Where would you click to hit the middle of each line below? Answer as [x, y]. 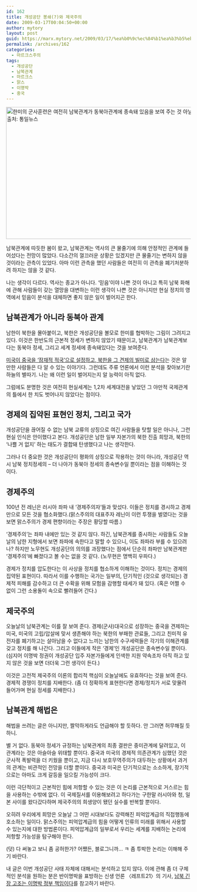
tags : [13, 60]
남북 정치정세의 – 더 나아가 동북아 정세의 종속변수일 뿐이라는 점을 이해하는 [96, 464]
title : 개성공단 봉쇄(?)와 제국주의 [44, 17]
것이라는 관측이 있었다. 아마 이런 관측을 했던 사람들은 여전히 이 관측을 [85, 262]
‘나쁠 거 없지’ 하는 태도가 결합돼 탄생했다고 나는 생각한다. [71, 444]
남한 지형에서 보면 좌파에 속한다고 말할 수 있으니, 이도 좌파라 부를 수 [94, 542]
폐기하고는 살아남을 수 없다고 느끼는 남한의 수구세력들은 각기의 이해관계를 [105, 641]
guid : [13, 39]
